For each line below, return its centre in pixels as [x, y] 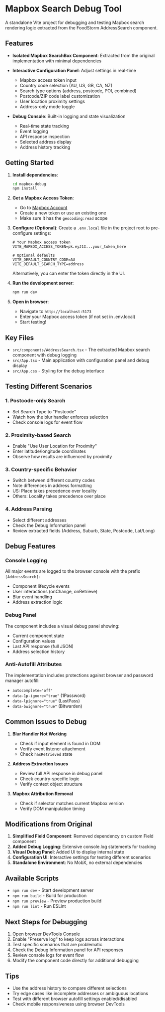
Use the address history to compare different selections [69, 988]
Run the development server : [43, 283]
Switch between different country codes [54, 480]
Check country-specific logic [49, 779]
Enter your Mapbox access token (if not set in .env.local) [78, 317]
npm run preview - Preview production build [57, 901]
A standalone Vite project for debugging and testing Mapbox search [75, 22]
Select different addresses [40, 520]
